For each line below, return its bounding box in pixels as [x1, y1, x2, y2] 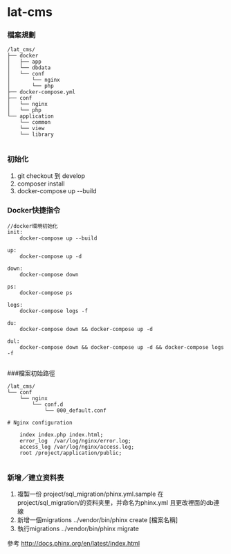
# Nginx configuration [7, 420, 73, 427]
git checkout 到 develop [17, 171, 85, 180]
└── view [19, 125, 45, 132]
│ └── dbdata [7, 64, 51, 71]
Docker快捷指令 [7, 205, 61, 215]
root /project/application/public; [19, 449, 122, 457]
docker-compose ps [19, 289, 73, 296]
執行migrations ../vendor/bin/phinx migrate [17, 524, 140, 533]
